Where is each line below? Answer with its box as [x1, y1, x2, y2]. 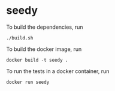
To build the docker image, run [6, 45, 82, 53]
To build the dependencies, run [6, 23, 83, 31]
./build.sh [6, 35, 34, 41]
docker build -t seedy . [6, 57, 68, 63]
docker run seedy [6, 79, 50, 85]
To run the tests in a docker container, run [6, 67, 110, 75]
